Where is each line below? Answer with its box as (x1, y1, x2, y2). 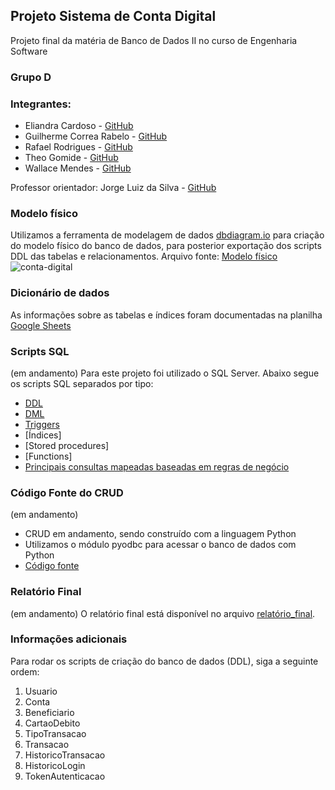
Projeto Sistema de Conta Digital (10, 8, 217, 25)
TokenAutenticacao (24, 770, 106, 782)
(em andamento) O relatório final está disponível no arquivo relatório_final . (10, 607, 316, 619)
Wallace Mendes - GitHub (24, 162, 132, 174)
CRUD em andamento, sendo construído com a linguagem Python (24, 528, 297, 540)
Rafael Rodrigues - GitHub (24, 141, 133, 153)
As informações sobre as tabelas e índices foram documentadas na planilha (10, 309, 323, 321)
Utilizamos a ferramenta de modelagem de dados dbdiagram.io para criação (10, 229, 325, 241)
